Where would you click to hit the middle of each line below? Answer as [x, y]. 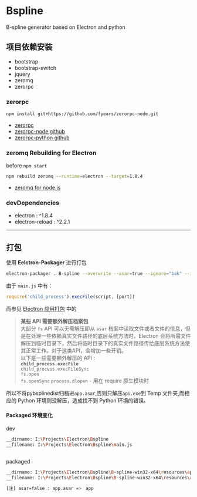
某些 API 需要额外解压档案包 [54, 321]
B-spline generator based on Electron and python [66, 27]
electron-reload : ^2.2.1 [42, 222]
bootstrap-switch [35, 68]
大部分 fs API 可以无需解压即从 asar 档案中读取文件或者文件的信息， [103, 328]
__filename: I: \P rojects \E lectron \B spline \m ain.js [69, 445]
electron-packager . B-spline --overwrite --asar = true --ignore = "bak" [94, 274]
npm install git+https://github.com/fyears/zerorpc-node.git [82, 114]
